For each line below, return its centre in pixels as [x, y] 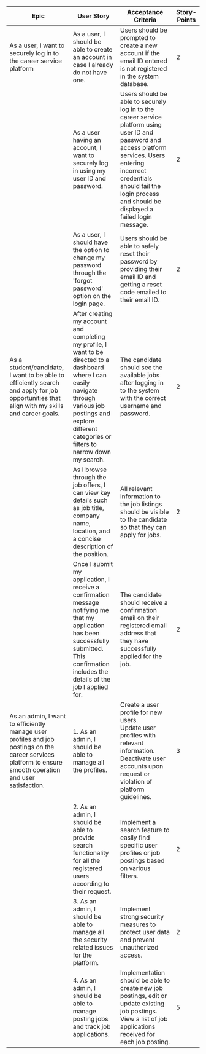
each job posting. [145, 1042]
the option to [91, 250]
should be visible [145, 512]
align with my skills [36, 406]
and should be [141, 201]
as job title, [88, 508]
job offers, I [89, 485]
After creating [93, 314]
